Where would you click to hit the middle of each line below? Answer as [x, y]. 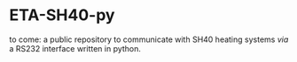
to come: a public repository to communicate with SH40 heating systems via [149, 39]
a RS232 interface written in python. [75, 48]
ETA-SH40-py [62, 15]
